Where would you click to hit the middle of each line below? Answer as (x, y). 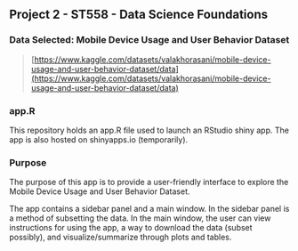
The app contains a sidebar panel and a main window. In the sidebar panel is (149, 209)
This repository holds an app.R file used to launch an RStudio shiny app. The (149, 130)
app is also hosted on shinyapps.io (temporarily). (99, 139)
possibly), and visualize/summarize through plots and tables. (121, 237)
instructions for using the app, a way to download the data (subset (131, 228)
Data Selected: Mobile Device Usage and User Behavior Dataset (149, 40)
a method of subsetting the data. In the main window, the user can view (140, 218)
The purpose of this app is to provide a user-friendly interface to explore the (149, 182)
